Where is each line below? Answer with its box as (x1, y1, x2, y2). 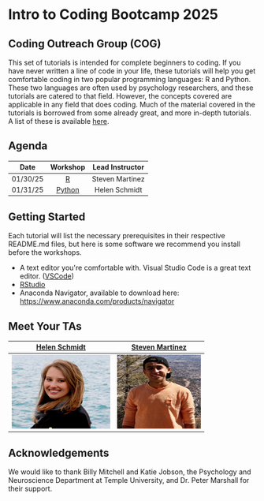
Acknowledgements (8, 446, 110, 459)
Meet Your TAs (8, 320, 83, 333)
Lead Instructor (92, 163, 144, 172)
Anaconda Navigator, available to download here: (19, 288, 180, 297)
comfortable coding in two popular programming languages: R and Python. (8, 75, 251, 84)
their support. (8, 484, 53, 493)
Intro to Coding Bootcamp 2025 (8, 6, 218, 24)
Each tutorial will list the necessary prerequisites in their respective (8, 231, 226, 241)
